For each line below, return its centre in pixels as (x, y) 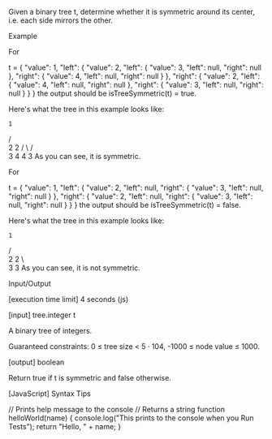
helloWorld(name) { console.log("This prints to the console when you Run (131, 418)
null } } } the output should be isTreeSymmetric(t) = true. (103, 93)
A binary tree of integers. (50, 331)
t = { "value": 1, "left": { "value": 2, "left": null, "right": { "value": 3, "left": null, (136, 187)
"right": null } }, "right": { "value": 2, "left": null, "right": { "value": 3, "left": (131, 196)
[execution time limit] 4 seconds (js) (69, 299)
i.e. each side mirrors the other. (61, 20)
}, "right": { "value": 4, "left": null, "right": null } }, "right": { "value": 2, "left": (134, 76)
